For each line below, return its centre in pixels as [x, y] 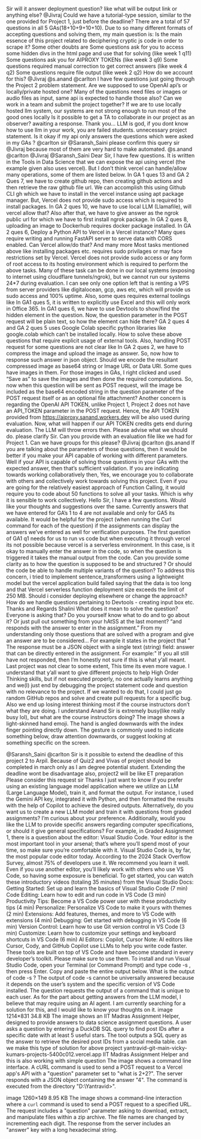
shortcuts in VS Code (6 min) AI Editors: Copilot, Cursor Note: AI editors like [99, 939]
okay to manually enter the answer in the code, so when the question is [94, 551]
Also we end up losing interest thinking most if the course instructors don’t [98, 704]
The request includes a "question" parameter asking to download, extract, [98, 1110]
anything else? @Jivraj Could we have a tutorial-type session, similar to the [99, 15]
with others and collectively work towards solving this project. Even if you [97, 481]
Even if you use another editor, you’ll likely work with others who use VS [95, 869]
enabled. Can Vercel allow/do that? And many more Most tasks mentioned [98, 245]
